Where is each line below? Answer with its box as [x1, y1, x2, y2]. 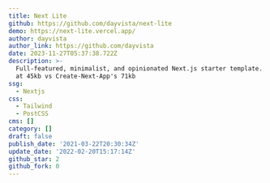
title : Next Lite [8, 11, 67, 20]
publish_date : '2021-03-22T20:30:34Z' [8, 139, 139, 148]
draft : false [8, 132, 53, 140]
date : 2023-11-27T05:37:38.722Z [8, 49, 118, 57]
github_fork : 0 [8, 163, 60, 171]
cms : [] [8, 117, 35, 126]
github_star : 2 [8, 155, 60, 163]
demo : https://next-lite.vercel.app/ [8, 27, 136, 35]
